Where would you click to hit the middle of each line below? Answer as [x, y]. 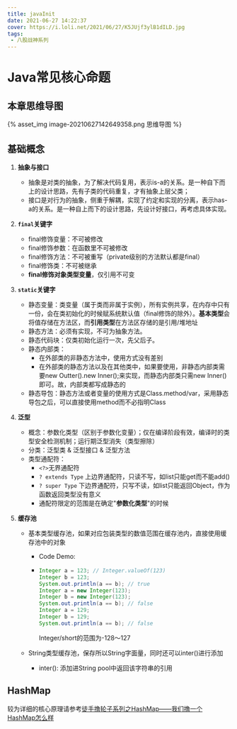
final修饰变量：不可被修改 [65, 239]
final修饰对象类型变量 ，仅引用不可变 [81, 274]
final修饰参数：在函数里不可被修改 [78, 247]
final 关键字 [35, 223]
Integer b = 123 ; [64, 577]
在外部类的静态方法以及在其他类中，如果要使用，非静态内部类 [129, 367]
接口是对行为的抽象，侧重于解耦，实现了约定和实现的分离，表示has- [128, 200]
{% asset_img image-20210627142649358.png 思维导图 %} [94, 124]
